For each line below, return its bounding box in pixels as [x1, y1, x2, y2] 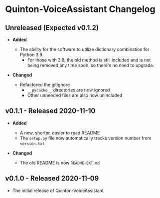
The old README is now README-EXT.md [19, 159, 100, 165]
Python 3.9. [19, 51, 44, 57]
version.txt [19, 141, 45, 146]
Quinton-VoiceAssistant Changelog [5, 3, 156, 15]
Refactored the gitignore [19, 81, 70, 87]
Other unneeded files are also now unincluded [27, 92, 123, 98]
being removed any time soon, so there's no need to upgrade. [27, 62, 155, 68]
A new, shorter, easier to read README [19, 129, 100, 135]
